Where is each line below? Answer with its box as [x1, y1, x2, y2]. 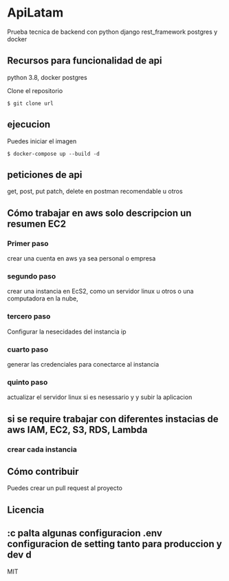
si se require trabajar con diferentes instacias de [7, 413, 219, 425]
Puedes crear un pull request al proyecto [7, 484, 122, 492]
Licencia [7, 504, 45, 516]
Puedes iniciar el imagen [7, 136, 77, 145]
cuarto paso [7, 345, 49, 354]
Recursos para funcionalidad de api [7, 55, 163, 67]
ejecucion [7, 119, 51, 130]
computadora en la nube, [7, 294, 78, 303]
